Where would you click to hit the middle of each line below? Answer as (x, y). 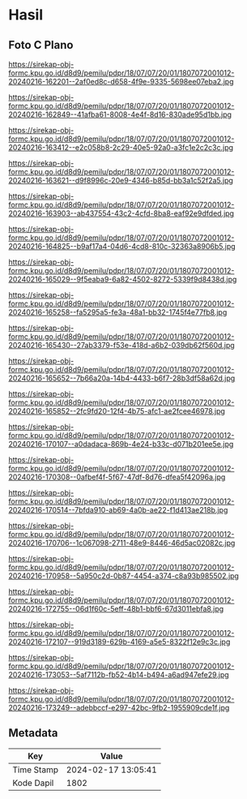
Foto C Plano (41, 45)
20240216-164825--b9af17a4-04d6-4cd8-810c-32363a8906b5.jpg (122, 246)
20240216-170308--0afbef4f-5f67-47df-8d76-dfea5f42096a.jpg (117, 477)
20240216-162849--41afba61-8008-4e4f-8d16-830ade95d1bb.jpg (120, 114)
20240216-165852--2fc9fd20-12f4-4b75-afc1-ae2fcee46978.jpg (117, 411)
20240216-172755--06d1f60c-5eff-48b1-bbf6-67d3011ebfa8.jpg (116, 609)
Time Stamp (36, 770)
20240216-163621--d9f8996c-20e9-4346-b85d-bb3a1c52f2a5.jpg (121, 180)
